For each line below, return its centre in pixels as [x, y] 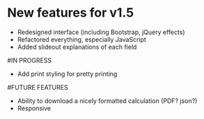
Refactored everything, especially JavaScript [81, 39]
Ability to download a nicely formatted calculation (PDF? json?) [107, 101]
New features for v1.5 [71, 13]
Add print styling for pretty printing [67, 74]
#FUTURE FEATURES [38, 87]
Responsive [34, 108]
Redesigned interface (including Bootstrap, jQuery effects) [101, 32]
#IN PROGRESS [30, 60]
